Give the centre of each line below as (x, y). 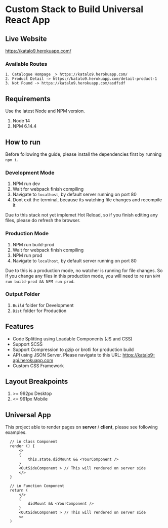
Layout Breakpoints (37, 382)
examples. (16, 432)
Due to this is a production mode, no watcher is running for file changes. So (84, 270)
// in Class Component (34, 442)
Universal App (28, 415)
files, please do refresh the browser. (43, 221)
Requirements (28, 99)
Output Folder (23, 294)
